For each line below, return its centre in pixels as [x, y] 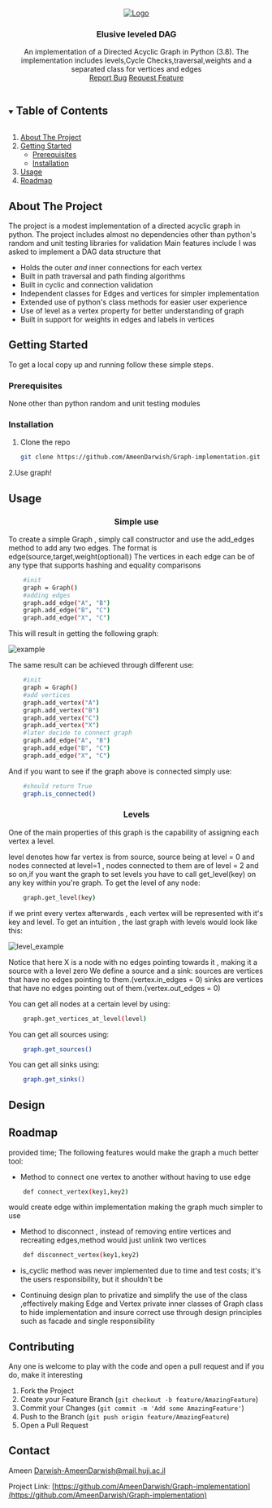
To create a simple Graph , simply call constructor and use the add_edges [132, 539]
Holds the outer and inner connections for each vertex [111, 267]
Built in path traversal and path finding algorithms [102, 276]
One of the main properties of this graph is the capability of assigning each [134, 832]
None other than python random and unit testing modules [104, 404]
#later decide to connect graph [78, 733]
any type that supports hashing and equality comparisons [105, 565]
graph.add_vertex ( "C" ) [61, 718]
